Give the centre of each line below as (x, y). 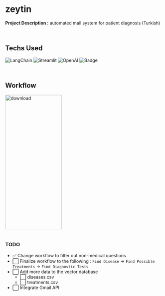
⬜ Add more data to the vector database (55, 272)
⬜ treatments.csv (39, 282)
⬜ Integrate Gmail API (36, 288)
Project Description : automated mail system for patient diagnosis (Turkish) (83, 23)
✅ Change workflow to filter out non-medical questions (69, 255)
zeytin (18, 9)
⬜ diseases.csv (37, 277)
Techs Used (24, 48)
